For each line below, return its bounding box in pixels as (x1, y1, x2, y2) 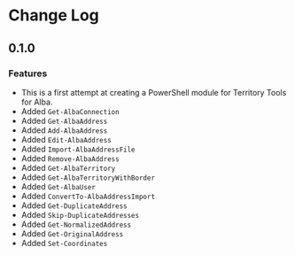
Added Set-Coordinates (20, 237, 108, 248)
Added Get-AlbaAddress (20, 115, 108, 126)
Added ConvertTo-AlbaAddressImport (20, 190, 156, 201)
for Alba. (20, 97, 53, 107)
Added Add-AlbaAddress (20, 125, 108, 135)
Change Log (8, 5, 99, 26)
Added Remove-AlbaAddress (20, 152, 120, 164)
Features (8, 67, 48, 80)
